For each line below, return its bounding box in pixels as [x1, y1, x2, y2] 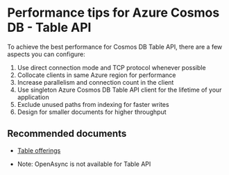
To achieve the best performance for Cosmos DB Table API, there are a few [7, 42, 223, 51]
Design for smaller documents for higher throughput [17, 108, 167, 116]
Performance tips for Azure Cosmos [7, 5, 220, 21]
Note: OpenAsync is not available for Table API [17, 160, 151, 168]
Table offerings [17, 146, 61, 154]
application [17, 92, 50, 101]
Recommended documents [7, 128, 127, 140]
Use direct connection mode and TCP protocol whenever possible [17, 63, 206, 72]
